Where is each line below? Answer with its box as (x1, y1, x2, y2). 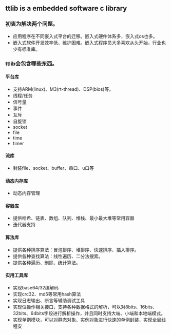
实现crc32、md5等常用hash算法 (12, 291, 81, 297)
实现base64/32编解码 (12, 284, 59, 290)
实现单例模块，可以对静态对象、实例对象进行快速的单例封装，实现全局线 (12, 317, 166, 323)
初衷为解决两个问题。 (5, 21, 58, 28)
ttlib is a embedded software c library (5, 4, 127, 13)
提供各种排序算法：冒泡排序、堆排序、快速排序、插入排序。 (12, 246, 139, 253)
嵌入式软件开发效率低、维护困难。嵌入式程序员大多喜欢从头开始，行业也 (12, 40, 166, 46)
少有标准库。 (12, 46, 40, 52)
